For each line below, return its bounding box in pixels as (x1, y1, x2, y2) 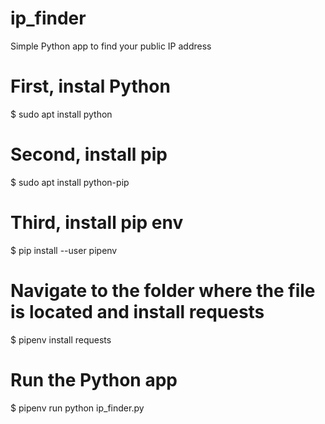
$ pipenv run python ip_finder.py (10, 402, 145, 414)
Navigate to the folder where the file (10, 279, 316, 302)
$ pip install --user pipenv (10, 244, 118, 256)
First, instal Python (10, 75, 171, 98)
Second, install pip (10, 143, 168, 166)
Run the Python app (10, 368, 178, 391)
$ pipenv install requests (10, 333, 112, 346)
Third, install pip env (10, 212, 184, 234)
